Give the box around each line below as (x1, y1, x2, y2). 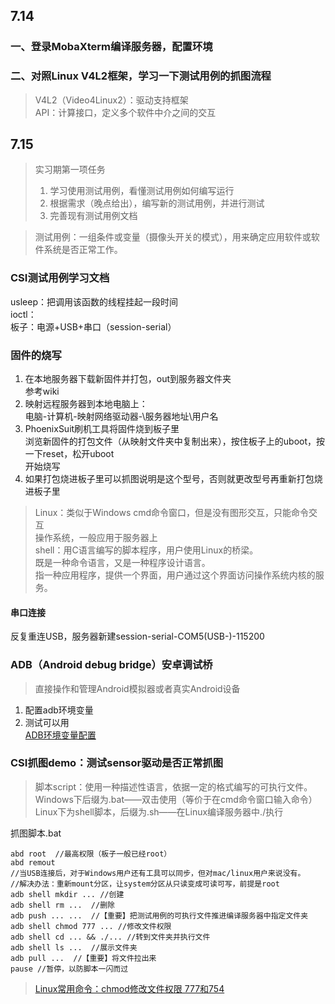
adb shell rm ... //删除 (10, 900, 115, 910)
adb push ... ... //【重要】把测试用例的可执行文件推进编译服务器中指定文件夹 (10, 910, 309, 921)
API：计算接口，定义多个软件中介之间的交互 (34, 106, 217, 118)
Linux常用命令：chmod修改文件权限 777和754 (34, 982, 225, 994)
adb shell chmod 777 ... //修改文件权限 (10, 921, 172, 931)
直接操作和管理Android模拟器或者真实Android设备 (34, 682, 241, 694)
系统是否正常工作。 (43, 244, 123, 256)
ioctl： (10, 308, 37, 320)
